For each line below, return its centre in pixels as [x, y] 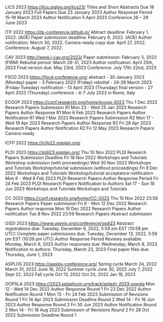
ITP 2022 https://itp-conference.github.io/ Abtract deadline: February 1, [77, 32]
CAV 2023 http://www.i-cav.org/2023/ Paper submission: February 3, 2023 [81, 57]
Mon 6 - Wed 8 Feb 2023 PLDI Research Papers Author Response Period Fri [82, 178]
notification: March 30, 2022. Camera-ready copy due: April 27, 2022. [75, 43]
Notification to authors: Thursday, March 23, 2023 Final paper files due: [77, 249]
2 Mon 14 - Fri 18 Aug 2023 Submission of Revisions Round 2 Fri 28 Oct [77, 310]
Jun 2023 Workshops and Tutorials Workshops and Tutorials [66, 189]
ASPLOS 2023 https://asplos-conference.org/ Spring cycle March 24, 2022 [81, 264]
